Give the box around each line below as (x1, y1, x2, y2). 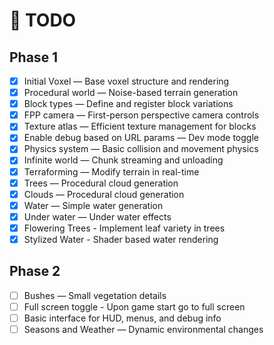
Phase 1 (9, 49, 59, 66)
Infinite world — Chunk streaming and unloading (23, 154, 224, 166)
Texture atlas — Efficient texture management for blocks (23, 120, 257, 133)
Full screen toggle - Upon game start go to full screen (23, 300, 246, 313)
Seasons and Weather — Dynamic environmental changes (23, 323, 264, 335)
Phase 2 (9, 263, 61, 280)
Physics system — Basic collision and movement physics (23, 143, 259, 155)
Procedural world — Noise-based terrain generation (23, 87, 239, 99)
